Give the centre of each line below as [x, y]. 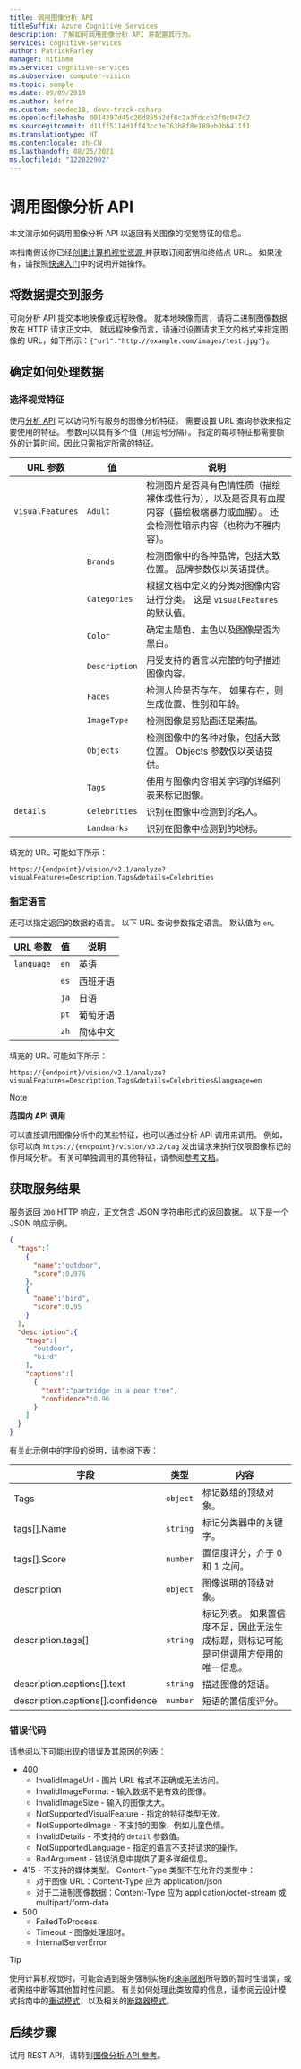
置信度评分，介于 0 [242, 1553]
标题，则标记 [238, 1640]
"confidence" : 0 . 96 [76, 1399]
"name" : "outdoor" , [67, 1265]
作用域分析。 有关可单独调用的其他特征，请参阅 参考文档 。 [116, 1158]
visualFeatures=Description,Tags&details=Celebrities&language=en [136, 1081]
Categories [110, 599]
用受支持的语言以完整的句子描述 [214, 659]
